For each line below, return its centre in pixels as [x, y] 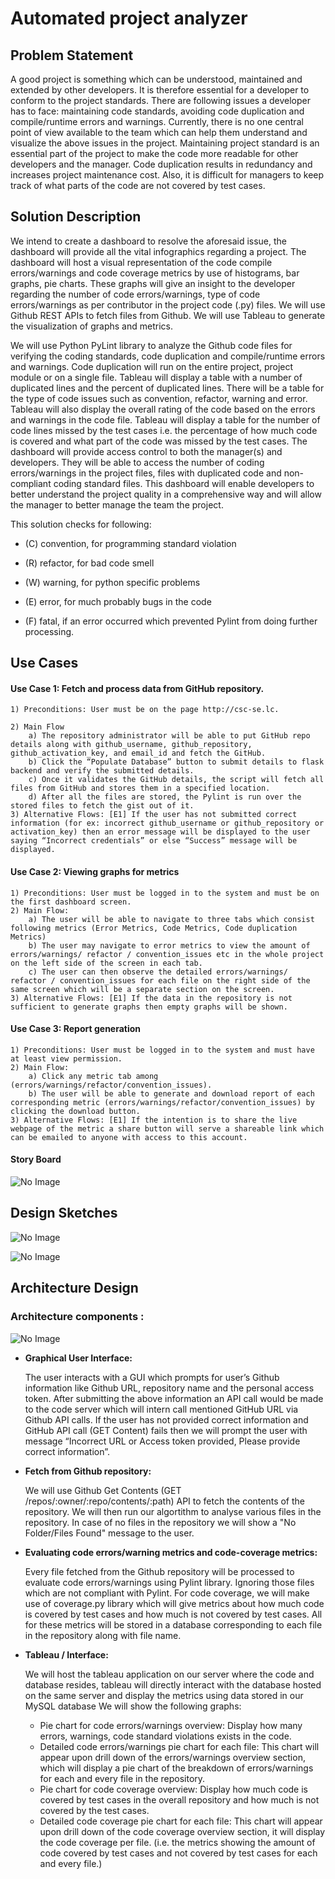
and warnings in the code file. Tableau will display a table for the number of [165, 419]
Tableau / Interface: [66, 1654]
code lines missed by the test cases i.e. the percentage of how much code [164, 430]
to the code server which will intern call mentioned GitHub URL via [161, 1409]
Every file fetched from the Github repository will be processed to [159, 1571]
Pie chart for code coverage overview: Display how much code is [173, 1789]
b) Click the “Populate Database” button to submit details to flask [176, 762]
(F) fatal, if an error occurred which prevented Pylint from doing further [171, 621]
